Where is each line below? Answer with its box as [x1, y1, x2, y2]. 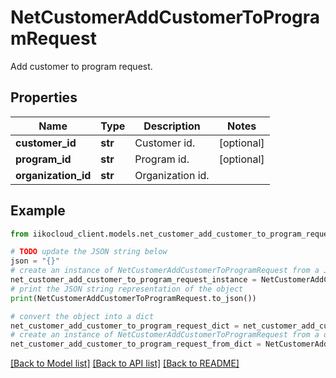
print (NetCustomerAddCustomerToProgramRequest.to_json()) [10, 293, 257, 303]
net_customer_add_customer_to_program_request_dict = [10, 321, 240, 331]
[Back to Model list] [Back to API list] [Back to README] [10, 357, 240, 370]
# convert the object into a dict [10, 311, 155, 321]
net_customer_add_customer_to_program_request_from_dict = [10, 339, 262, 350]
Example [10, 202, 66, 220]
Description [143, 119, 201, 133]
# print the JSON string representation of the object [10, 284, 244, 294]
